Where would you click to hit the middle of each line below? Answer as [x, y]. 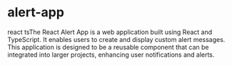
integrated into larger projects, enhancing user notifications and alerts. [111, 55]
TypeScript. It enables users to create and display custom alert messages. [116, 39]
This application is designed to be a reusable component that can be [108, 47]
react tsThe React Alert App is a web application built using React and [110, 32]
